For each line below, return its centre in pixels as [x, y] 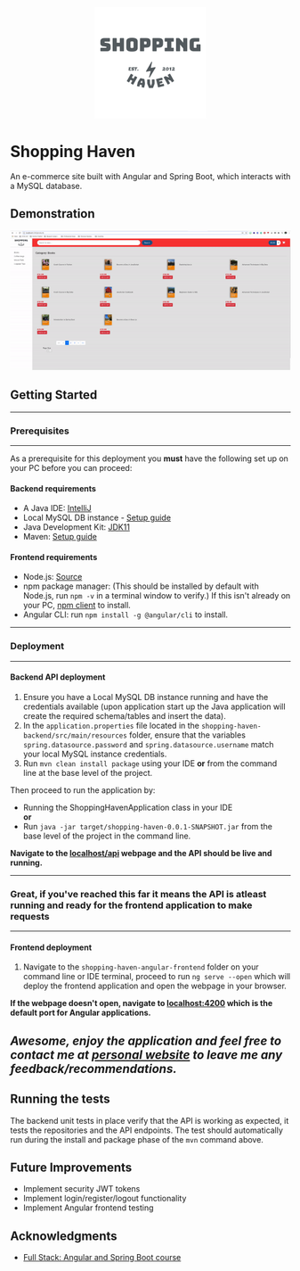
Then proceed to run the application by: [83, 790]
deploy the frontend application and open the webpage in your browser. [155, 986]
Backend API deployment [58, 677]
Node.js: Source [53, 577]
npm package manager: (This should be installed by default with [141, 586]
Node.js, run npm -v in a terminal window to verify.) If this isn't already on [157, 596]
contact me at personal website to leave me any [146, 1055]
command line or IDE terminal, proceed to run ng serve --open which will [157, 977]
